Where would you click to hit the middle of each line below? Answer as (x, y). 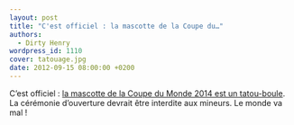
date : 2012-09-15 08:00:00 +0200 (72, 68)
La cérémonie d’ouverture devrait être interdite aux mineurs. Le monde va (146, 103)
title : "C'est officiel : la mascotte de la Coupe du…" (116, 26)
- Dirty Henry (44, 43)
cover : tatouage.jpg (48, 59)
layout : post (34, 18)
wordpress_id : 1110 (46, 51)
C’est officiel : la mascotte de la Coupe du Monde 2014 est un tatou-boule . (147, 93)
